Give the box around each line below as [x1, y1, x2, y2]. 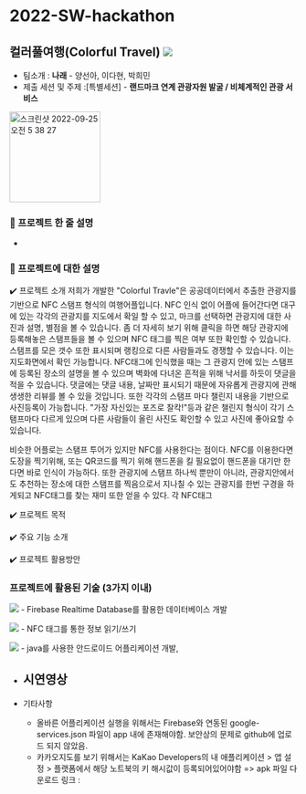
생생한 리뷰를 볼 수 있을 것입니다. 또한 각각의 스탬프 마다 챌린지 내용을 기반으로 [9, 390, 290, 402]
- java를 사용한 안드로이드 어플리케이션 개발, [20, 643, 179, 653]
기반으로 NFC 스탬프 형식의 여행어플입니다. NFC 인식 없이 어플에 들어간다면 [9, 298, 280, 310]
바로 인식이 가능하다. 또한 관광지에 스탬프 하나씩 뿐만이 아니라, [26, 466, 248, 477]
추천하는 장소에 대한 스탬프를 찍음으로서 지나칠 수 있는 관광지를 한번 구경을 [18, 478, 285, 489]
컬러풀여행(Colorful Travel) [9, 44, 161, 59]
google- [229, 717, 260, 728]
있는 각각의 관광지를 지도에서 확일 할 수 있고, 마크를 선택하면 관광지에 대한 [18, 310, 282, 321]
